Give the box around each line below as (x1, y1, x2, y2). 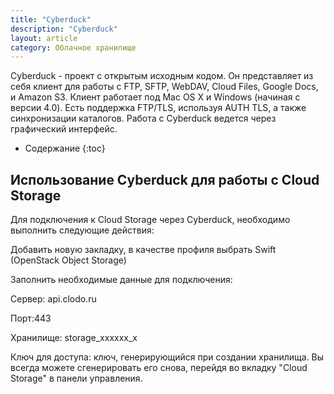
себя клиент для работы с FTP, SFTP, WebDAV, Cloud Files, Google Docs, (10, 81, 319, 93)
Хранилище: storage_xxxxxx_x (10, 332, 138, 344)
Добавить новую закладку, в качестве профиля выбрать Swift (10, 244, 277, 256)
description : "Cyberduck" (10, 24, 118, 34)
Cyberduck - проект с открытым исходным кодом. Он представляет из (10, 70, 314, 82)
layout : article (10, 33, 78, 43)
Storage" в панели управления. (10, 372, 143, 385)
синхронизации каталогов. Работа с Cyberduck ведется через (10, 112, 277, 125)
